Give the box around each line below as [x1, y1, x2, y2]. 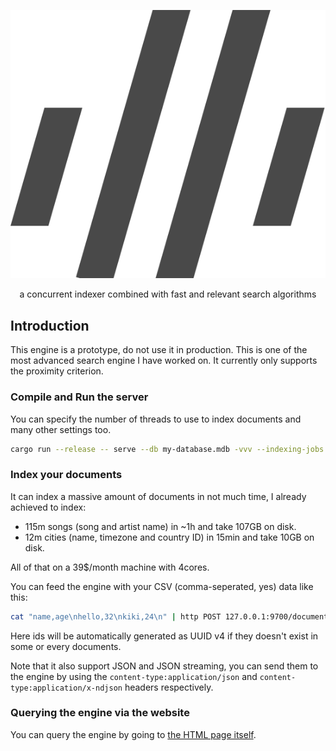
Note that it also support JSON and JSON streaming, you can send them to [10, 660, 319, 672]
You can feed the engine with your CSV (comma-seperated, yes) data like [10, 580, 314, 592]
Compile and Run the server [10, 390, 149, 404]
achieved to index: [10, 501, 87, 513]
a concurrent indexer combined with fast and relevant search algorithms [19, 288, 317, 300]
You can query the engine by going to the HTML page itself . [10, 728, 257, 740]
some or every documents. [10, 640, 122, 652]
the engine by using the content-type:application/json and [10, 670, 258, 682]
